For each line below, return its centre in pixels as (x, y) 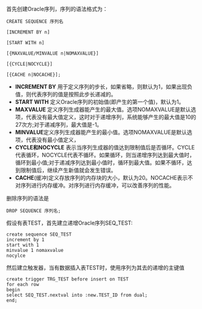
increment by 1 (25, 240)
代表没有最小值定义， (52, 140)
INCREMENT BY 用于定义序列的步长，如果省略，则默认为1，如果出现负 (104, 87)
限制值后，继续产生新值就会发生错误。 (68, 170)
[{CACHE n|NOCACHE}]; (34, 75)
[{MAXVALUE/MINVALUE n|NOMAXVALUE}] (52, 53)
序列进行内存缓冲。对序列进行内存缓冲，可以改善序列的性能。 (97, 185)
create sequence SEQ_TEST (39, 234)
